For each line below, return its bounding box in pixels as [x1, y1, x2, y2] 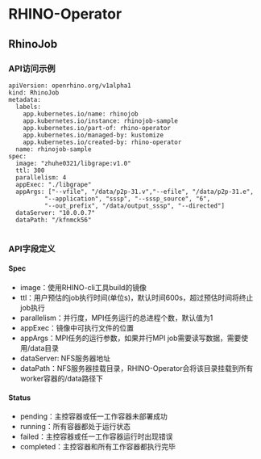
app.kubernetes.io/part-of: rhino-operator [23, 124, 172, 132]
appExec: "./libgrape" [15, 180, 92, 188]
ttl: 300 [15, 166, 45, 175]
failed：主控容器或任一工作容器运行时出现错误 [19, 432, 173, 441]
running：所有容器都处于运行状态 [19, 422, 131, 432]
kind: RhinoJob [8, 88, 60, 97]
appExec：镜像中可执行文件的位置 [19, 323, 135, 332]
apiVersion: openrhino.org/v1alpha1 [8, 82, 131, 90]
